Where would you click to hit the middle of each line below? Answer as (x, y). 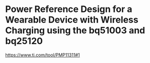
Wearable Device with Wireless (72, 20)
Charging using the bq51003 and (75, 30)
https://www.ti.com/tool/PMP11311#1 (43, 55)
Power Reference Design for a (69, 9)
